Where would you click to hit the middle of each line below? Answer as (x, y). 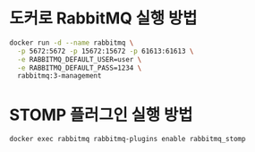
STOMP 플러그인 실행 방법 (101, 115)
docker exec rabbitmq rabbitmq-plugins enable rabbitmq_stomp (127, 139)
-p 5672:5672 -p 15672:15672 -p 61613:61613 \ (106, 51)
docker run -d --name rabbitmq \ (72, 42)
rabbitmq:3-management (59, 76)
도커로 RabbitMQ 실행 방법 (103, 18)
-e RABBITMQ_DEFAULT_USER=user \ (80, 59)
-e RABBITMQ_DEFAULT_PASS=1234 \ (80, 68)
